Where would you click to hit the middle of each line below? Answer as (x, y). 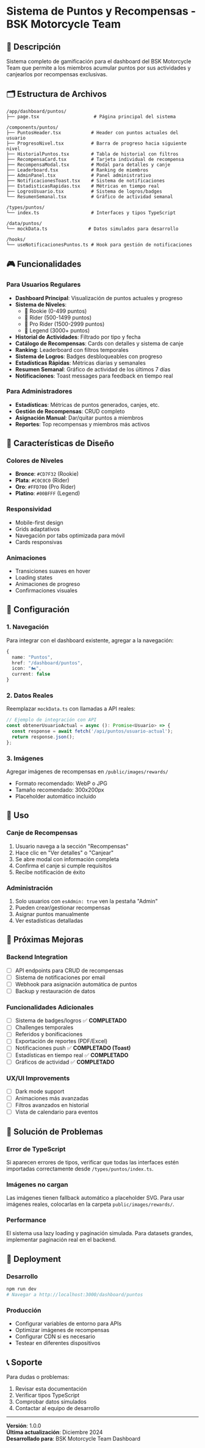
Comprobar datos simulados (51, 1402)
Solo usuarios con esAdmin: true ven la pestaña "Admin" (86, 901)
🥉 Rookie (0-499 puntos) (56, 311)
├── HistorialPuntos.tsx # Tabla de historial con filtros (92, 154)
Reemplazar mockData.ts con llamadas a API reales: (71, 709)
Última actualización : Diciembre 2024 (55, 1432)
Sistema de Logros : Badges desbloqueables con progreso (89, 356)
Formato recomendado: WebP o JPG (61, 783)
